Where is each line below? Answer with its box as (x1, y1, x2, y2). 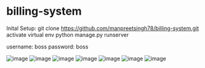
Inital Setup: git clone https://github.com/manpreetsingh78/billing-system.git (6, 25, 199, 32)
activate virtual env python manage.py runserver (6, 31, 129, 38)
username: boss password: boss (6, 43, 89, 50)
